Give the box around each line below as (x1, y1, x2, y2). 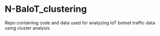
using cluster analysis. (5, 25, 51, 31)
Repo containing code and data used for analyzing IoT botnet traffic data (5, 20, 155, 26)
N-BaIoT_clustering (5, 3, 87, 15)
